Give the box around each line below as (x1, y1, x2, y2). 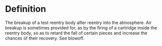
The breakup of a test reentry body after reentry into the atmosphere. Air (5, 20, 152, 25)
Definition (5, 3, 46, 15)
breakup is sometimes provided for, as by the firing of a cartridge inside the (5, 24, 158, 30)
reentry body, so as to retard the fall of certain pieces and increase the (5, 30, 148, 36)
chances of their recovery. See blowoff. (5, 35, 85, 41)
